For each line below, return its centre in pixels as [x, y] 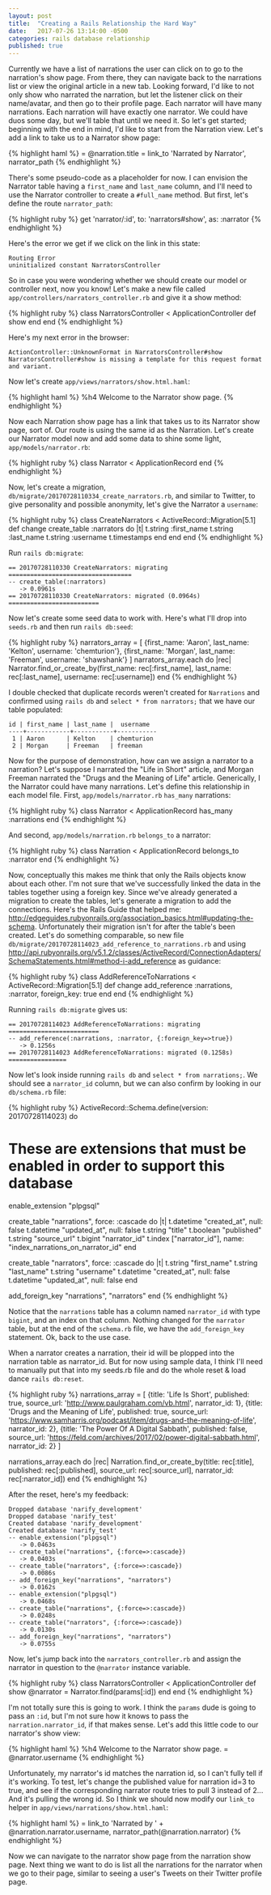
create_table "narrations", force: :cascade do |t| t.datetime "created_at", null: [135, 1222]
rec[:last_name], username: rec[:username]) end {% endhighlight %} [123, 677]
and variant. [30, 367]
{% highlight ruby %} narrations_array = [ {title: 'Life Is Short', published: [129, 1395]
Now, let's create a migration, [57, 487]
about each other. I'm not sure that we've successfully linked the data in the [135, 884]
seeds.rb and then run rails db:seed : [71, 627]
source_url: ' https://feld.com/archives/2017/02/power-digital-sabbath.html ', [134, 1438]
